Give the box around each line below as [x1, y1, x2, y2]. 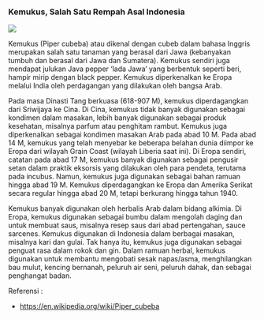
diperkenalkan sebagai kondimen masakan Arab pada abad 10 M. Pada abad [8, 129, 257, 140]
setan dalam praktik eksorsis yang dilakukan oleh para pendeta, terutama [8, 163, 247, 173]
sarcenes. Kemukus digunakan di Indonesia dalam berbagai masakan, [8, 229, 235, 238]
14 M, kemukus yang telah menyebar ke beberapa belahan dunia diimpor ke [8, 138, 254, 148]
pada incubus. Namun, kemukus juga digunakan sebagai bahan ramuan [8, 172, 241, 182]
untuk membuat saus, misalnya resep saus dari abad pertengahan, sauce [8, 220, 246, 231]
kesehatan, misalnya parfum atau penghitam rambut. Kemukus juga [8, 122, 227, 131]
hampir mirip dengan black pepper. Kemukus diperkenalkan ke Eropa [8, 73, 232, 82]
